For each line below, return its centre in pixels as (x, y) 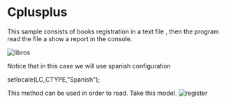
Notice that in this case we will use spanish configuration (89, 66)
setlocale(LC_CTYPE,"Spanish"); (54, 79)
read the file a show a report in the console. (70, 38)
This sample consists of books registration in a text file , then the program (113, 31)
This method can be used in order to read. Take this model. (92, 93)
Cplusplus (37, 12)
